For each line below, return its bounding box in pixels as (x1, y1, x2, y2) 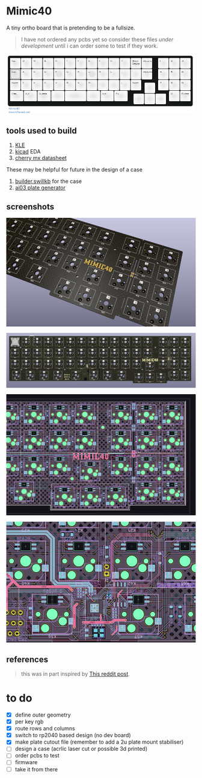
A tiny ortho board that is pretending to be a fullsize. (6, 24, 135, 31)
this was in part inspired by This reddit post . (20, 670, 130, 678)
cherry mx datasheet (14, 155, 67, 162)
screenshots (6, 202, 55, 212)
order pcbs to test (14, 752, 60, 759)
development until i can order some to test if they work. (20, 42, 158, 49)
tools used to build (6, 125, 77, 136)
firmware (14, 759, 38, 766)
